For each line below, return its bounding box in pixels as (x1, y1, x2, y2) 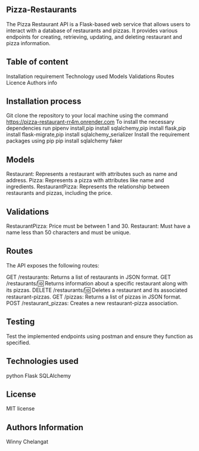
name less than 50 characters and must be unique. (6, 229, 131, 236)
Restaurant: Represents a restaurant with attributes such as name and (6, 170, 178, 178)
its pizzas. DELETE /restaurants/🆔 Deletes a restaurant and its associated (6, 286, 188, 294)
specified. (6, 339, 31, 346)
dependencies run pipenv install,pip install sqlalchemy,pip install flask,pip (6, 125, 186, 132)
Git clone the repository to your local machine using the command (6, 112, 169, 119)
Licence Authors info (6, 79, 58, 86)
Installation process (6, 97, 82, 107)
